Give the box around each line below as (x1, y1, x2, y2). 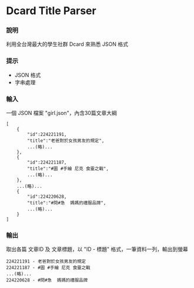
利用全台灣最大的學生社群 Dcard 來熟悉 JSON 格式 (6, 41, 128, 48)
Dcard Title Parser (6, 4, 96, 18)
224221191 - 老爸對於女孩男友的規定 (6, 259, 86, 264)
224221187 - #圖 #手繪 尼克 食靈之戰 (6, 265, 91, 271)
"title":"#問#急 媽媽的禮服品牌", (27, 200, 106, 206)
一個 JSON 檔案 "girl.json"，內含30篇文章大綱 (6, 110, 117, 117)
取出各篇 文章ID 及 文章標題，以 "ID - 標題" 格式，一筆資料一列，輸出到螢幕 (6, 246, 188, 253)
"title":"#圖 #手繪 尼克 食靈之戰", (27, 166, 109, 172)
